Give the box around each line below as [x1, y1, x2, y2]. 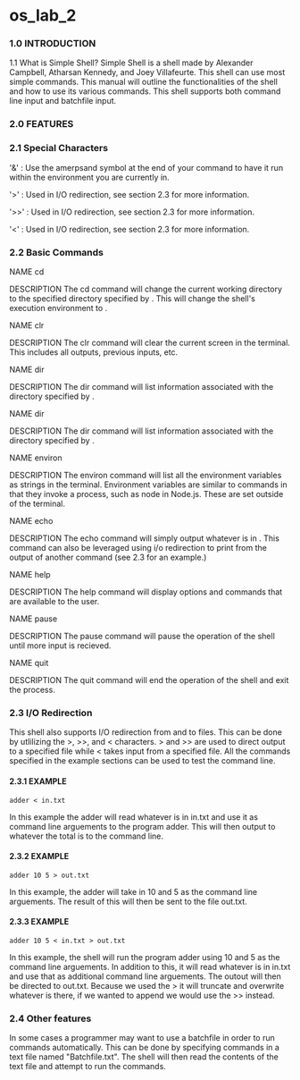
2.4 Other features [9, 1012, 92, 1025]
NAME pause [9, 613, 58, 624]
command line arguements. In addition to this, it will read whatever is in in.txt [9, 961, 291, 972]
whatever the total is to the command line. [9, 831, 163, 841]
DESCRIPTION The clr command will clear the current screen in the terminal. [9, 337, 290, 348]
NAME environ [9, 452, 62, 463]
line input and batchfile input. [9, 96, 117, 106]
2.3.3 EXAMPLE [9, 916, 70, 927]
